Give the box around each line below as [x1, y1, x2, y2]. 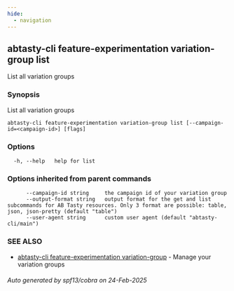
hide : [7, 10, 23, 18]
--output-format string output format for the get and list [25, 196, 212, 203]
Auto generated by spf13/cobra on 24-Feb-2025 [7, 276, 147, 285]
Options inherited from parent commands [7, 173, 152, 183]
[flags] [63, 126, 86, 133]
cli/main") [7, 220, 39, 228]
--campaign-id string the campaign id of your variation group [25, 190, 228, 197]
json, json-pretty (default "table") [7, 208, 118, 215]
